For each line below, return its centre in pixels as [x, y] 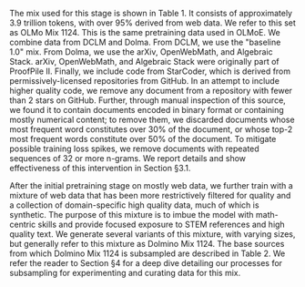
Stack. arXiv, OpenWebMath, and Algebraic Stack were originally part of [144, 61]
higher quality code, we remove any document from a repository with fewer [151, 91]
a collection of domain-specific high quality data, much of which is [134, 205]
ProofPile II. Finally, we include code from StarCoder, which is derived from [150, 71]
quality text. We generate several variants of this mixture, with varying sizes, [152, 234]
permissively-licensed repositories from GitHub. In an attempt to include [145, 81]
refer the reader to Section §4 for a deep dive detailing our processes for [146, 263]
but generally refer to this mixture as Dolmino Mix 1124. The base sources [147, 244]
